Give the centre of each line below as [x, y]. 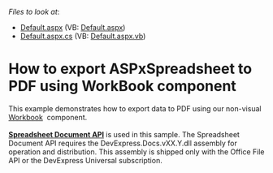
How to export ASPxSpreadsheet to [130, 69]
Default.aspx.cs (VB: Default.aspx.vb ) [83, 36]
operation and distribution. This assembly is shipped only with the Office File [136, 151]
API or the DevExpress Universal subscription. [85, 160]
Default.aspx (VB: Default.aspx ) [73, 27]
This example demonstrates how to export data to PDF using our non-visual [135, 108]
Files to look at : [34, 12]
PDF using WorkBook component [123, 86]
